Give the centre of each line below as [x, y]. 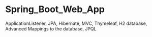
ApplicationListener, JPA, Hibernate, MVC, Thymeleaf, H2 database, [76, 23]
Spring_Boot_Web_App [55, 9]
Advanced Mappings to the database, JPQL [51, 28]
